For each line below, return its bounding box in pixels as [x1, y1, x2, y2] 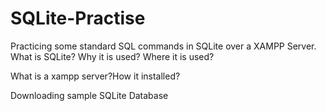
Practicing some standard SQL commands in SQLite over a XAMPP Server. [10, 40, 317, 52]
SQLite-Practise [10, 7, 146, 30]
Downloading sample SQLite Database [10, 89, 169, 101]
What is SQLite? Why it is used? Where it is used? [10, 50, 215, 62]
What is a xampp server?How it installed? [10, 70, 181, 82]
